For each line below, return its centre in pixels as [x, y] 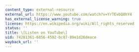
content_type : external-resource [40, 10]
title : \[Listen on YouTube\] [36, 33]
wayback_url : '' [22, 42]
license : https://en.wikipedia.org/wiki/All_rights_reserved [70, 24]
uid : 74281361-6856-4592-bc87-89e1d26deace [51, 38]
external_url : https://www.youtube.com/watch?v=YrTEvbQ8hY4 [69, 14]
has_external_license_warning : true [43, 19]
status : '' [16, 28]
